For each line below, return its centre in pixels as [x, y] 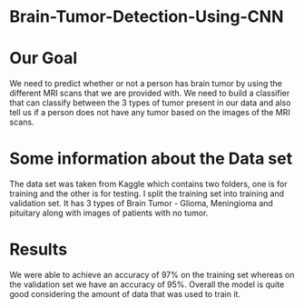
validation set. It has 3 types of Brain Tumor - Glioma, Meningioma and [142, 204]
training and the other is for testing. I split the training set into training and [147, 194]
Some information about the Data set [151, 159]
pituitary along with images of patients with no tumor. [109, 213]
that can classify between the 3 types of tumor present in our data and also [150, 103]
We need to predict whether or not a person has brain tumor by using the [146, 84]
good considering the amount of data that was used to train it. [125, 294]
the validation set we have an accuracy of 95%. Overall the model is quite [147, 284]
